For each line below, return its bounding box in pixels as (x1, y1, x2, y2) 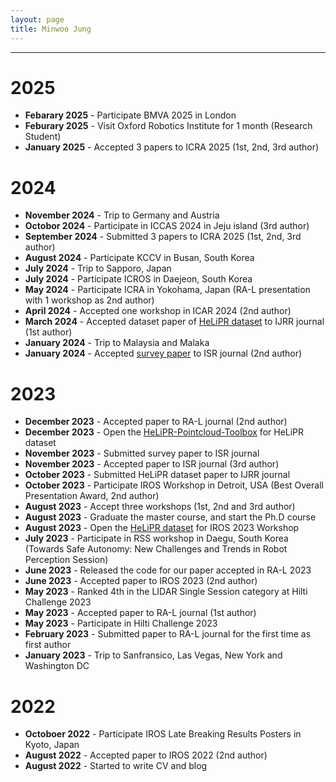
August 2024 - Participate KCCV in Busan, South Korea (24, 252, 255, 264)
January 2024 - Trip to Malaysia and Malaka (24, 337, 210, 349)
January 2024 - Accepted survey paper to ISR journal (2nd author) (24, 347, 303, 360)
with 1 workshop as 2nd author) (24, 294, 155, 306)
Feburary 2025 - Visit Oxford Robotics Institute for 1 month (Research (24, 120, 313, 132)
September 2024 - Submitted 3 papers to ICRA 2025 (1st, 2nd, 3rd (24, 231, 302, 243)
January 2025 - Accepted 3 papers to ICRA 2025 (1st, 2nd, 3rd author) (24, 141, 320, 153)
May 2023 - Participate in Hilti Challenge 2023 (24, 617, 218, 630)
